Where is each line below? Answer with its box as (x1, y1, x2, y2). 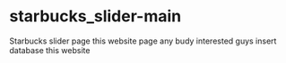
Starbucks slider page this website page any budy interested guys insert (9, 35, 277, 46)
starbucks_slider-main (9, 6, 182, 27)
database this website (9, 44, 91, 55)
